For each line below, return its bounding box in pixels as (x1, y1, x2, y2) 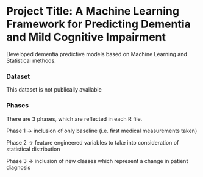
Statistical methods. (6, 57, 56, 64)
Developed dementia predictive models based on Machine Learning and (6, 50, 187, 57)
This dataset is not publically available (6, 86, 102, 93)
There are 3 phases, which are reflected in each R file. (6, 115, 143, 123)
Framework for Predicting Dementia (6, 17, 191, 31)
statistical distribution (6, 145, 60, 153)
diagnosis (6, 164, 31, 171)
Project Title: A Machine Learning (6, 4, 180, 18)
